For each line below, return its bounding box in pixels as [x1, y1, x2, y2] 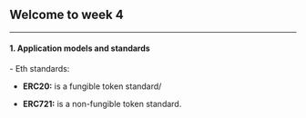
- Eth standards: [9, 64, 70, 74]
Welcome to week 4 [9, 7, 125, 23]
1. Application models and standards [9, 43, 150, 54]
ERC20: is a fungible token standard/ [22, 81, 162, 92]
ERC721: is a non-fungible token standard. [22, 99, 182, 110]
